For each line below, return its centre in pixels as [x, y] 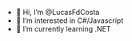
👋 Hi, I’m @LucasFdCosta [58, 12]
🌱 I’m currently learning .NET [63, 29]
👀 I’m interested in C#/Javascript [70, 20]
